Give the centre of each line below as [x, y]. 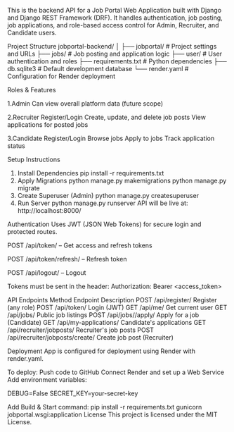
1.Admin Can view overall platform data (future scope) [85, 104]
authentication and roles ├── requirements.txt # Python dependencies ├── [117, 61]
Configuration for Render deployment [61, 76]
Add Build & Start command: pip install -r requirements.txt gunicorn [105, 407]
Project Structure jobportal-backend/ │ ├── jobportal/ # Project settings [112, 46]
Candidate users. [32, 32]
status [17, 146]
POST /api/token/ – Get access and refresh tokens [80, 245]
